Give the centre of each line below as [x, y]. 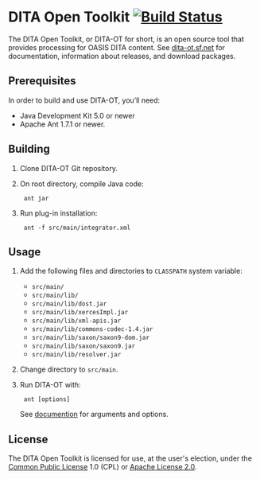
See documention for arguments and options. [94, 415]
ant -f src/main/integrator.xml [77, 228]
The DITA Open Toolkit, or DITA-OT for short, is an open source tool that [126, 39]
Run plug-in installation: [58, 213]
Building [29, 149]
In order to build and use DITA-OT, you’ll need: [84, 100]
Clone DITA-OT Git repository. [68, 168]
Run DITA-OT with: [50, 385]
